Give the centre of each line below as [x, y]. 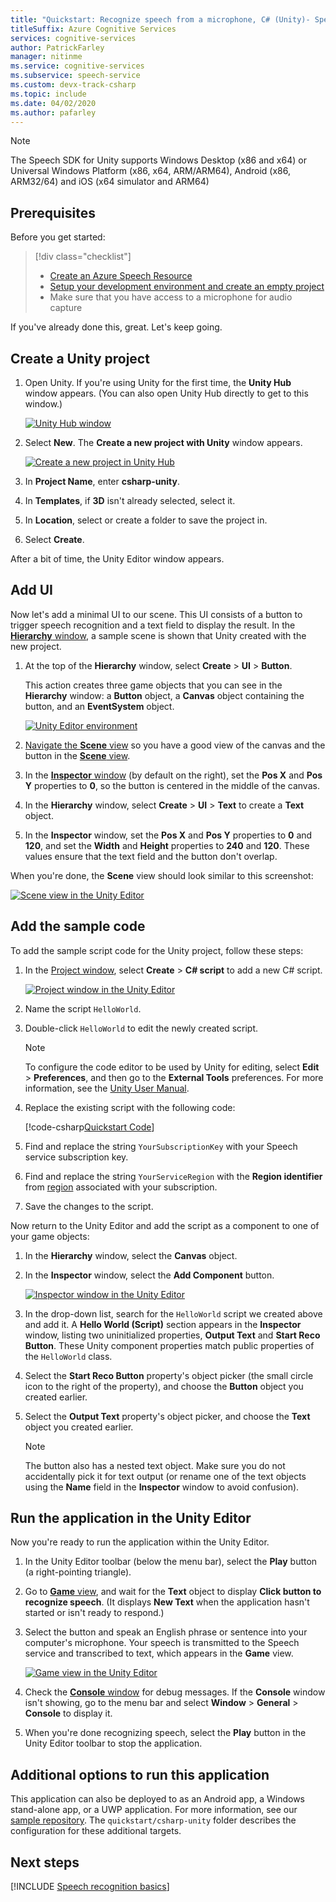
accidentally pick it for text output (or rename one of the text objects [165, 1476]
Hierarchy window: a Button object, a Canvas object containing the [164, 695]
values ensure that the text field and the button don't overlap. [151, 856]
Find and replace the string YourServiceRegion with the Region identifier [173, 1176]
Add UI [31, 590]
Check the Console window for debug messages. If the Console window [175, 1692]
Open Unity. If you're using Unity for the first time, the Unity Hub [158, 382]
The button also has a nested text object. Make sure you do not [155, 1465]
